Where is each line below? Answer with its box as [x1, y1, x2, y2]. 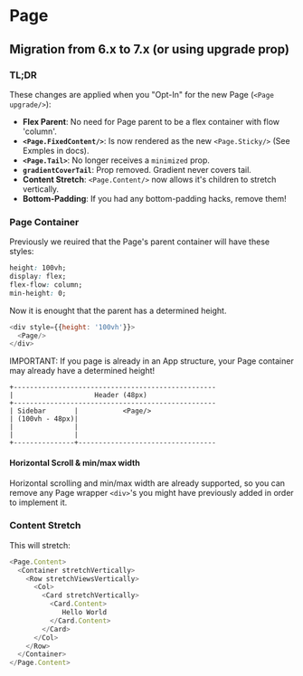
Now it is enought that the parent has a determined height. [9, 305, 227, 316]
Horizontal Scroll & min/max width [9, 457, 140, 468]
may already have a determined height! [9, 366, 156, 376]
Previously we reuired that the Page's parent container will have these [9, 236, 270, 247]
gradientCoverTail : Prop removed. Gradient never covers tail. [22, 164, 251, 175]
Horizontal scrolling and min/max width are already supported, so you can [9, 477, 286, 489]
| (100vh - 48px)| [9, 414, 79, 424]
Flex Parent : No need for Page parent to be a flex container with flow [22, 116, 280, 127]
